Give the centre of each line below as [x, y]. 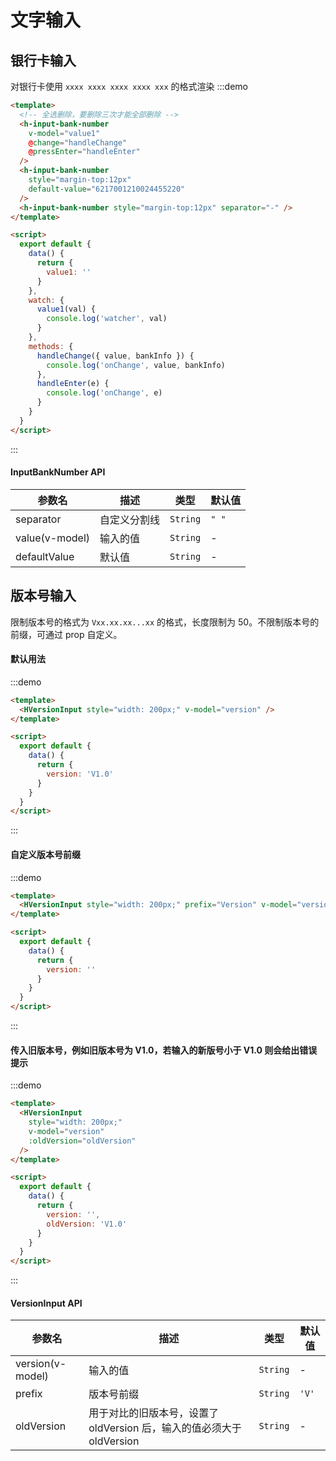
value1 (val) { [66, 309]
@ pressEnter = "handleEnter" [84, 152]
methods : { [51, 346]
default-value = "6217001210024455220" [107, 189]
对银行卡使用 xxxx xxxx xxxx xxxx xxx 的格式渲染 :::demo [129, 86]
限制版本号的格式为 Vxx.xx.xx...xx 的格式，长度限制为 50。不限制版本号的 [165, 622]
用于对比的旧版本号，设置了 [154, 1413]
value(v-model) [53, 538]
